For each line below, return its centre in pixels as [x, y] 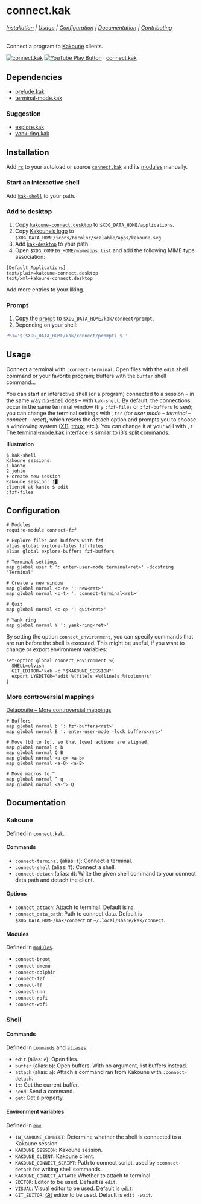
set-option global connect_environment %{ [60, 660]
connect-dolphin [35, 972]
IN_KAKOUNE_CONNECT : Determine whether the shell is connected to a [98, 1137]
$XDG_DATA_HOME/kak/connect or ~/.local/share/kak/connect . [90, 920]
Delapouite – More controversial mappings [59, 710]
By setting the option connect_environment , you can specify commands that [100, 636]
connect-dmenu [33, 966]
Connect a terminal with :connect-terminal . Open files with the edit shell [97, 369]
